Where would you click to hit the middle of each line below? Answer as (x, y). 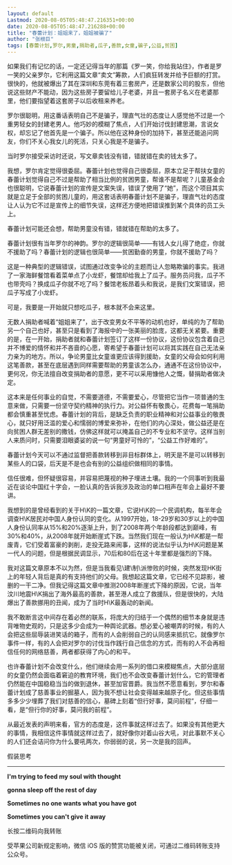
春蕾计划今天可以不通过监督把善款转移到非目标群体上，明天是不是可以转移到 (116, 455)
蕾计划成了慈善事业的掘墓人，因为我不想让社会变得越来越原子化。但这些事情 (116, 692)
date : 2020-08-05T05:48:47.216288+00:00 (66, 26)
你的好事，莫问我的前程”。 (78, 710)
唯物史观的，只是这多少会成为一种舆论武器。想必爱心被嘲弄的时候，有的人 (119, 626)
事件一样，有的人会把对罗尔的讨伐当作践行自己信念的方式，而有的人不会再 (113, 643)
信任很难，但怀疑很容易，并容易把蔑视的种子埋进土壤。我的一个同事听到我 (113, 478)
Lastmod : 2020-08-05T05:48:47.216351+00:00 (71, 20)
